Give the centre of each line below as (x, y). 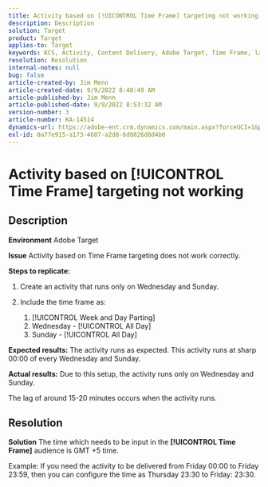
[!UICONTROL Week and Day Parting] (93, 317)
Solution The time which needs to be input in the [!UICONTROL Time (122, 442)
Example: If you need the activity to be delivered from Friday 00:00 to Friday (134, 466)
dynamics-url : (32, 127)
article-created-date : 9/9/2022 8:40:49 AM (82, 90)
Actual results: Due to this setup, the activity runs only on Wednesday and (131, 373)
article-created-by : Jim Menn (59, 82)
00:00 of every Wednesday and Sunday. (75, 358)
